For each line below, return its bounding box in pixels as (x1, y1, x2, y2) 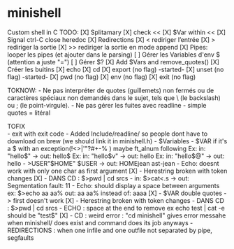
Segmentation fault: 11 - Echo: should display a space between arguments (7, 181, 220, 190)
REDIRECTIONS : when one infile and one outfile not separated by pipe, (7, 226, 213, 234)
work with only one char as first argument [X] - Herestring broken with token (7, 166, 228, 175)
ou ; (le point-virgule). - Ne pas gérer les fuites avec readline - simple (7, 101, 207, 109)
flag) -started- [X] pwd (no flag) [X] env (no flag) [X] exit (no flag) (7, 72, 196, 81)
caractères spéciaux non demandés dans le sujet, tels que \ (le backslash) (7, 93, 221, 102)
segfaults (7, 233, 34, 242)
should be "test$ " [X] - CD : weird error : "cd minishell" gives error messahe (7, 211, 226, 220)
